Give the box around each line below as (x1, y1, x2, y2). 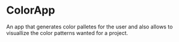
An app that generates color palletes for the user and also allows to (6, 23, 173, 30)
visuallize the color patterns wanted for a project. (6, 29, 128, 36)
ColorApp (6, 4, 55, 17)
